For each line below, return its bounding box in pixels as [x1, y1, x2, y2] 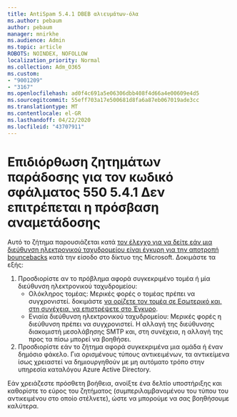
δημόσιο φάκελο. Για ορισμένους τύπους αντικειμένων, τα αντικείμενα [17, 350, 230, 359]
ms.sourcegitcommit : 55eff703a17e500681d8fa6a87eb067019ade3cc [7, 97, 200, 104]
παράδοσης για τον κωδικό [7, 169, 173, 185]
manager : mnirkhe [7, 30, 59, 38]
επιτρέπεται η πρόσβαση [7, 199, 159, 215]
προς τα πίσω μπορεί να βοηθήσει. [28, 335, 131, 344]
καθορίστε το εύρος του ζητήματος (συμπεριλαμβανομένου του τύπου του [7, 386, 229, 396]
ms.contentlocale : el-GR [7, 110, 81, 117]
